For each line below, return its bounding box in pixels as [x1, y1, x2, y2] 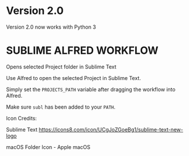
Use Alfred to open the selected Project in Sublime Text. [6, 74, 142, 81]
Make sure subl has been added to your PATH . [6, 103, 116, 110]
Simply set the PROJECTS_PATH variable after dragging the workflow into [6, 86, 176, 93]
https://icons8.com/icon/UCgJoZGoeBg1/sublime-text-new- [39, 126, 183, 133]
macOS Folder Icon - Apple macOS [6, 143, 91, 150]
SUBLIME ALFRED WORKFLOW [6, 44, 159, 57]
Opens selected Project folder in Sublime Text [6, 63, 117, 70]
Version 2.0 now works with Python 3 [6, 23, 97, 30]
